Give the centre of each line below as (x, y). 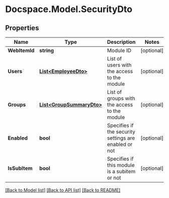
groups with (121, 98)
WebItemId (21, 50)
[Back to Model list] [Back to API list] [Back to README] (63, 190)
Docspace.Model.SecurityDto (69, 9)
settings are (121, 138)
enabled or (120, 144)
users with (119, 65)
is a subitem (121, 171)
